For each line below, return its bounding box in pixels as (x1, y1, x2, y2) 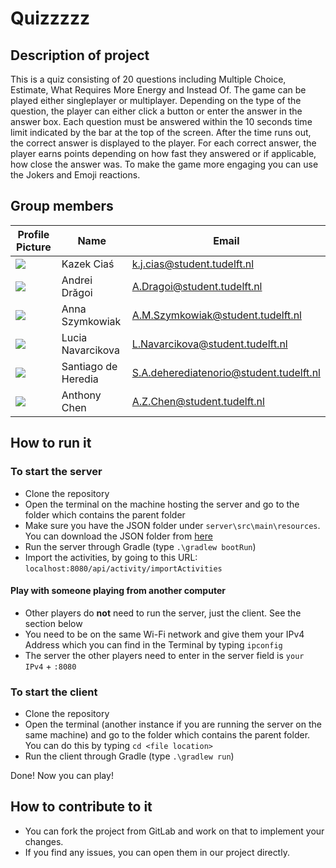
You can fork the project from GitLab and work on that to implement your (24, 825, 325, 837)
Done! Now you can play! (10, 770, 114, 781)
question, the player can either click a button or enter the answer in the (10, 105, 303, 117)
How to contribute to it (10, 798, 153, 816)
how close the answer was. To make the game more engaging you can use (10, 158, 319, 170)
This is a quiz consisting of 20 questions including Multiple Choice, (10, 73, 287, 85)
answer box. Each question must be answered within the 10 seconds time (10, 116, 313, 127)
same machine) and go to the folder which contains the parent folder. (24, 729, 311, 741)
